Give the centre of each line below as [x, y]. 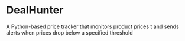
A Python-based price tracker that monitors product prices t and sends [92, 26]
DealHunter [35, 10]
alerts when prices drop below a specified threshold [69, 32]
